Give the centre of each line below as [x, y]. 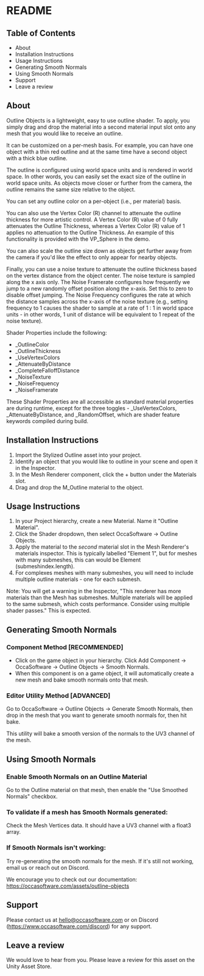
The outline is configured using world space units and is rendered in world [100, 170]
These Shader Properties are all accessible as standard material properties [100, 401]
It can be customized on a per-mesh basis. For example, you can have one [100, 145]
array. [14, 832]
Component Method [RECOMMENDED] [65, 647]
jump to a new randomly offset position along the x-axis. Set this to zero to [100, 288]
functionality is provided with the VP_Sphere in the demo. [78, 239]
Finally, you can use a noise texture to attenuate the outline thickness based [101, 269]
